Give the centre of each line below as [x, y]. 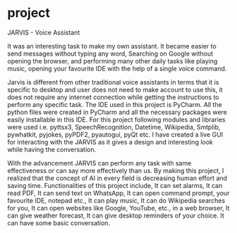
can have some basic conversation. [59, 222]
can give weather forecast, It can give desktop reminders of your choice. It [116, 215]
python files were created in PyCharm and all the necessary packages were [117, 112]
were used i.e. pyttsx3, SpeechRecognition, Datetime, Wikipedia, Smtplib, [114, 127]
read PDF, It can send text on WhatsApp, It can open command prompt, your [119, 193]
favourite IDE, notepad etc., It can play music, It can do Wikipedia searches [116, 200]
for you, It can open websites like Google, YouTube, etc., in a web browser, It [119, 208]
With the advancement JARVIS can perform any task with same [99, 163]
